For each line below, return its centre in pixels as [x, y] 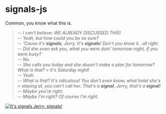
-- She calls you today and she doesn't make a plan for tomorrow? [86, 64]
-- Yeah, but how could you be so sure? [58, 38]
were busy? [29, 54]
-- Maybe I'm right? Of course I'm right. [58, 96]
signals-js [26, 9]
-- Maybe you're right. [40, 91]
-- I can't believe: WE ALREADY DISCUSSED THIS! [69, 32]
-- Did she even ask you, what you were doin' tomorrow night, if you [87, 48]
